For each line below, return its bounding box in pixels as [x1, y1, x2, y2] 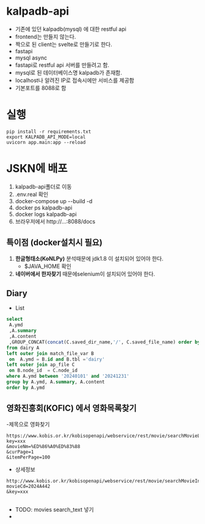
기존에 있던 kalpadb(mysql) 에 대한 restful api [15, 25, 127, 32]
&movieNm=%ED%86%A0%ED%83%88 [6, 443, 81, 449]
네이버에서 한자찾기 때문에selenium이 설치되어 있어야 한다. [15, 270, 156, 277]
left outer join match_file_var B [6, 350, 95, 356]
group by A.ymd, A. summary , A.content [6, 379, 105, 385]
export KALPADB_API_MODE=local [6, 133, 86, 140]
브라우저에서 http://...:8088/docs [15, 217, 96, 225]
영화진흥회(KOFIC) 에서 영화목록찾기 [6, 403, 137, 414]
